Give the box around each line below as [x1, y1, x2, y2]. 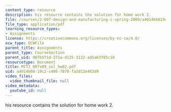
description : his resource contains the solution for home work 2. [5, 12, 152, 17]
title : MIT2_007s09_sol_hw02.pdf [5, 64, 76, 69]
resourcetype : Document [5, 60, 56, 65]
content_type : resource [5, 7, 56, 13]
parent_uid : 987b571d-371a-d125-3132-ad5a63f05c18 [5, 54, 115, 60]
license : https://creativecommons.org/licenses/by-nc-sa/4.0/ [5, 36, 140, 41]
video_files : [5, 74, 33, 79]
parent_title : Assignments [5, 45, 63, 50]
